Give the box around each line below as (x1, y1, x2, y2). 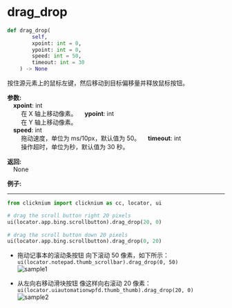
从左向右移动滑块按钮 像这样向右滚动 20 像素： (17, 279, 151, 287)
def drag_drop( (7, 27, 51, 34)
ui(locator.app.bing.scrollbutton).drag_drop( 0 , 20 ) (7, 238, 162, 245)
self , (32, 33, 48, 40)
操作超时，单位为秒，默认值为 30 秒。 (20, 143, 129, 151)
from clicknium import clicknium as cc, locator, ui (7, 200, 162, 207)
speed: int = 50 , (32, 52, 81, 59)
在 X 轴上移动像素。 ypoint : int (20, 110, 115, 118)
